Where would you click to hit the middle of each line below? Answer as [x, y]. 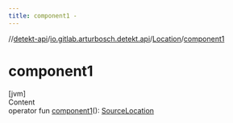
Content [22, 102]
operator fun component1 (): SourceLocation [81, 110]
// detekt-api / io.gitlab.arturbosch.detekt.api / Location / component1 [116, 39]
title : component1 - [43, 16]
